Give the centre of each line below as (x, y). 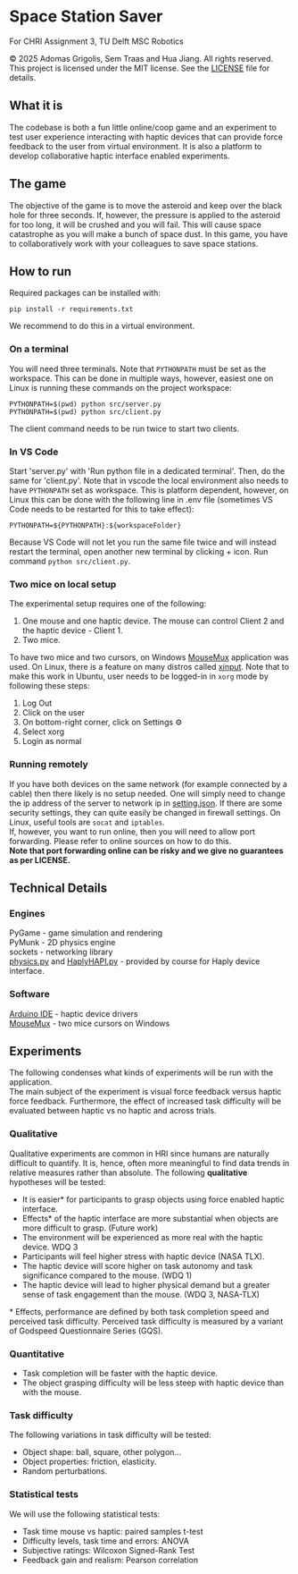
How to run (41, 271)
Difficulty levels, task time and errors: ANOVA (105, 1541)
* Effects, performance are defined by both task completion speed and (139, 1311)
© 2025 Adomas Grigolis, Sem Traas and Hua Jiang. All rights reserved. (141, 58)
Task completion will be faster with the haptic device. (120, 1373)
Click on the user (54, 713)
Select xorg (43, 732)
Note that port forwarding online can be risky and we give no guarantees (146, 850)
